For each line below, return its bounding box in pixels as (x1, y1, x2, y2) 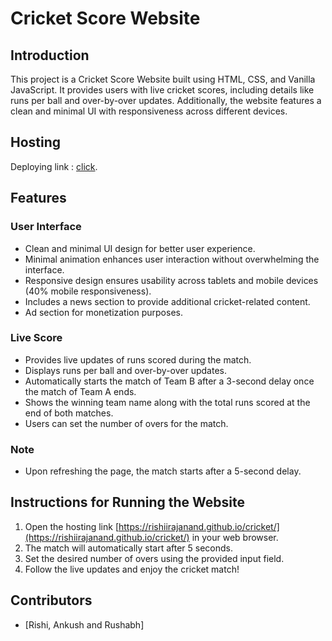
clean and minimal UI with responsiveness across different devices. (10, 105, 288, 117)
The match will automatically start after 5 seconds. (24, 542, 234, 554)
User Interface (10, 220, 82, 234)
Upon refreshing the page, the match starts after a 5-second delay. (24, 465, 302, 477)
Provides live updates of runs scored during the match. (24, 353, 252, 366)
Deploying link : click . (10, 160, 98, 172)
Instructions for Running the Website (10, 494, 246, 511)
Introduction (10, 47, 90, 64)
